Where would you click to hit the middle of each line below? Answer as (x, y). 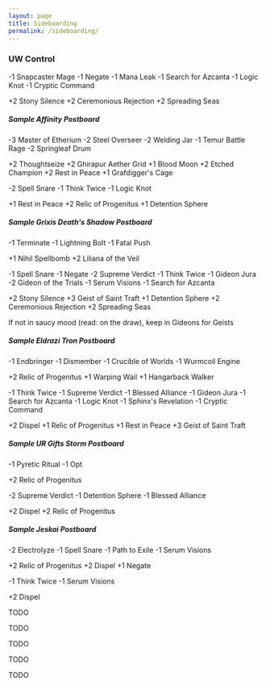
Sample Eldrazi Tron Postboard (62, 341)
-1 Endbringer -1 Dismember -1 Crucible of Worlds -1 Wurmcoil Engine (124, 361)
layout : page (30, 16)
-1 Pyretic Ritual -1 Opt (46, 464)
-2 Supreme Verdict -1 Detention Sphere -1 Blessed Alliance (107, 495)
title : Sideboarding (43, 23)
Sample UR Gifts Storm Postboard (66, 444)
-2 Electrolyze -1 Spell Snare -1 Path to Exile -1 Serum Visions (110, 550)
